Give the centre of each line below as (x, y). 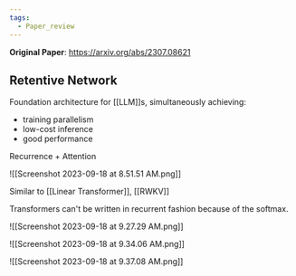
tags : (19, 18)
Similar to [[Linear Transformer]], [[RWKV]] (90, 192)
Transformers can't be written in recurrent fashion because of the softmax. (149, 209)
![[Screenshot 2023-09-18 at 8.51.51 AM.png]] (95, 174)
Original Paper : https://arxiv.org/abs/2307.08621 (100, 52)
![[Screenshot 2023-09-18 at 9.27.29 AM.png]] (96, 226)
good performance (57, 139)
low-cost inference (57, 129)
